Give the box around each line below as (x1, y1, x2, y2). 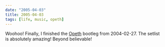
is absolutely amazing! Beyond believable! (5, 36, 92, 42)
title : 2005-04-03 (5, 12, 44, 17)
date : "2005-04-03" (5, 7, 46, 13)
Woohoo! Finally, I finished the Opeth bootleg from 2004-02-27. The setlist (5, 31, 160, 37)
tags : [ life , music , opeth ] (5, 17, 64, 22)
